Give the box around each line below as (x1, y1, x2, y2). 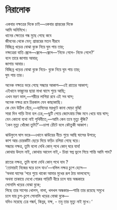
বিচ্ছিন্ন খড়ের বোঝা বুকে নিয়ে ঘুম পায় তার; (5, 43, 65, 49)
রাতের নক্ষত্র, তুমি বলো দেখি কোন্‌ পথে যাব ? (5, 159, 69, 165)
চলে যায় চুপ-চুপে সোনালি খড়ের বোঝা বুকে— (5, 193, 69, 199)
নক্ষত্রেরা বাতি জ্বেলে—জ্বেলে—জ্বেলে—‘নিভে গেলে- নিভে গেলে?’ (5, 49, 95, 55)
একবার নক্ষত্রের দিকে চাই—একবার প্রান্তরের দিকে (5, 21, 73, 27)
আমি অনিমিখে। (5, 27, 28, 33)
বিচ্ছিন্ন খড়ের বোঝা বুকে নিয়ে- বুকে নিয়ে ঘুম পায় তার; (5, 66, 81, 72)
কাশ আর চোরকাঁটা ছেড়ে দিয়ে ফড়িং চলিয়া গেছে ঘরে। (5, 137, 81, 144)
